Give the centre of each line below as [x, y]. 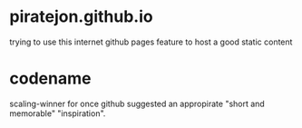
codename [50, 79]
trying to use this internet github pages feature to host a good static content [151, 42]
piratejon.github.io [81, 17]
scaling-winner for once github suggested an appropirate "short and [137, 103]
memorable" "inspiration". [58, 113]
